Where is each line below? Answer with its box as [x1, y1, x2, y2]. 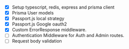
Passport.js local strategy [11, 15, 64, 21]
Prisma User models [11, 10, 54, 16]
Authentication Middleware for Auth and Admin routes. [11, 32, 124, 38]
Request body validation [11, 38, 62, 44]
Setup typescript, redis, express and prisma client [11, 4, 114, 10]
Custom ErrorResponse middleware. [11, 27, 87, 33]
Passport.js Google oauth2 [11, 21, 67, 27]
